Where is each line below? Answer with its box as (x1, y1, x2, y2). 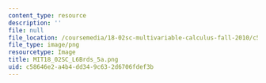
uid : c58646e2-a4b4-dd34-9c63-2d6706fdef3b (8, 63, 154, 71)
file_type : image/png (8, 41, 80, 49)
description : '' (8, 19, 62, 27)
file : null (8, 26, 44, 34)
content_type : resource (8, 11, 87, 20)
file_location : (8, 33, 59, 42)
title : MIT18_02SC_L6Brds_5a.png (8, 56, 119, 64)
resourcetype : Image (8, 48, 77, 56)
